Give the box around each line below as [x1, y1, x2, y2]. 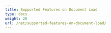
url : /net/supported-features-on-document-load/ [5, 20, 107, 26]
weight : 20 [5, 16, 28, 21]
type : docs [5, 12, 28, 16]
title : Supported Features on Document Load [5, 7, 98, 12]
